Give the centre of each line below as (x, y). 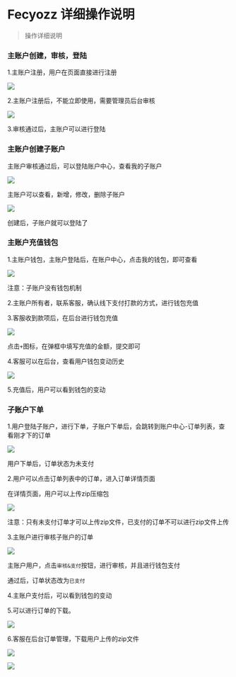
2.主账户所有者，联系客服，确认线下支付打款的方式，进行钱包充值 (103, 302)
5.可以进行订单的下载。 (41, 610)
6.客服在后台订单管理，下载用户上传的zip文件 (73, 639)
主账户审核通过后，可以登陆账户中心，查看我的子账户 (85, 166)
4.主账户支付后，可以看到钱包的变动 (60, 596)
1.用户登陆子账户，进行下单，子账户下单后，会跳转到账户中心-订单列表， (113, 426)
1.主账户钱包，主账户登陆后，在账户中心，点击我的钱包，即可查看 (102, 259)
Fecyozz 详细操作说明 (71, 15)
